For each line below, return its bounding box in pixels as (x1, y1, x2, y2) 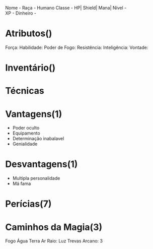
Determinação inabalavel (12, 136, 64, 142)
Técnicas (5, 85, 44, 97)
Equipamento (12, 130, 40, 136)
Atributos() (5, 28, 52, 39)
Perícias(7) (5, 198, 52, 210)
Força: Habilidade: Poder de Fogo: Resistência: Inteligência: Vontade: (5, 44, 148, 50)
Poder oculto (12, 125, 40, 131)
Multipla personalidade (12, 175, 60, 181)
